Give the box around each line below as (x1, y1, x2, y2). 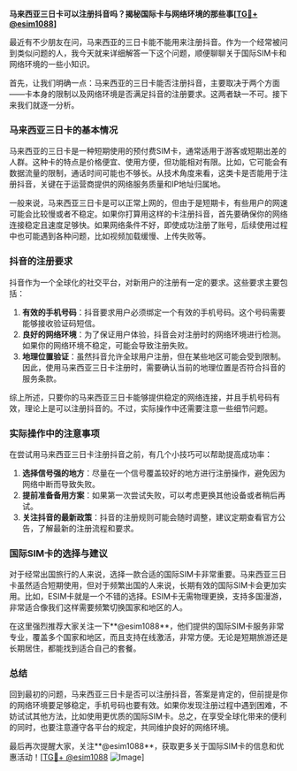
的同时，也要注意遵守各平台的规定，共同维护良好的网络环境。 (9, 722, 234, 733)
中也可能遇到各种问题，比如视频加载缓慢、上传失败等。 (9, 231, 210, 241)
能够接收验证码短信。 (21, 317, 100, 328)
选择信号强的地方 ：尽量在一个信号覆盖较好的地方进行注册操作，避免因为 (21, 468, 286, 478)
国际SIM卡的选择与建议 (9, 547, 108, 560)
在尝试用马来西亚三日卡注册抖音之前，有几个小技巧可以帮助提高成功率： (9, 448, 272, 459)
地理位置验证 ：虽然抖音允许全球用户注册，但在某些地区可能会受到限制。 (21, 351, 286, 362)
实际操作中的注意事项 (9, 427, 100, 439)
